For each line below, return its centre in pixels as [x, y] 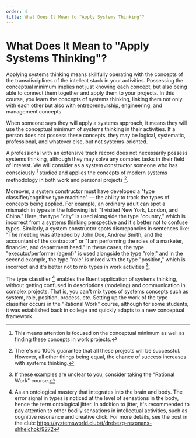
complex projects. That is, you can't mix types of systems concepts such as [97, 292]
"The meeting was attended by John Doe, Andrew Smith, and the [84, 234]
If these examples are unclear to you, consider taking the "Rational [94, 374]
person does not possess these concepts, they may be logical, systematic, [96, 136]
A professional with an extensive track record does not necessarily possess [97, 153]
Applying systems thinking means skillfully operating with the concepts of [95, 74]
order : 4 [17, 11]
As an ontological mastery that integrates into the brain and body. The [98, 392]
